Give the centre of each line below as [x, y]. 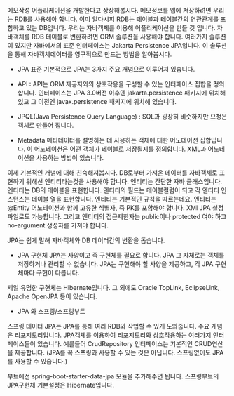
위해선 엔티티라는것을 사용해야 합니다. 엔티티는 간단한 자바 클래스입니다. [124, 181]
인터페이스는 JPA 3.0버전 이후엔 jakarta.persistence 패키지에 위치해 [132, 93]
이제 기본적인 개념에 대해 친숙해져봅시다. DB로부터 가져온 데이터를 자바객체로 [112, 173]
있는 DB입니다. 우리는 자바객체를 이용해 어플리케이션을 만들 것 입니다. [121, 28]
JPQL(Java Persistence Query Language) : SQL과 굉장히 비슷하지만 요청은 [122, 117]
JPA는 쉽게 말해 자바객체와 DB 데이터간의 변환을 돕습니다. [86, 240]
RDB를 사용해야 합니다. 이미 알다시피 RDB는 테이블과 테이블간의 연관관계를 [117, 19]
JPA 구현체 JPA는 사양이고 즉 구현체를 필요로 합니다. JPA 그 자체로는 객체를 [121, 255]
